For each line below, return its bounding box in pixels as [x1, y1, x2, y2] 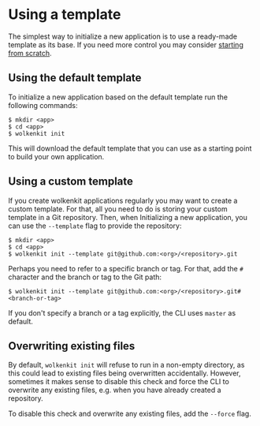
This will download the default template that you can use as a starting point [8, 144, 252, 153]
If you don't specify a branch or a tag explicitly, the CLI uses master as [8, 308, 236, 317]
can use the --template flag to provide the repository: [8, 221, 182, 230]
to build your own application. [8, 151, 105, 161]
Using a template [8, 6, 121, 24]
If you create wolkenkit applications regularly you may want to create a [8, 196, 238, 205]
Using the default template [8, 71, 142, 84]
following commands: [8, 100, 78, 110]
